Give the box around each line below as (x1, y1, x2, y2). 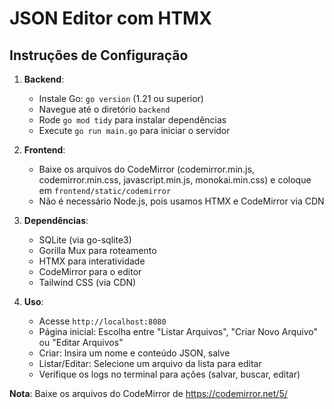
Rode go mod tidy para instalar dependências (38, 114, 227, 126)
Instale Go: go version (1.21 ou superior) (38, 93, 204, 104)
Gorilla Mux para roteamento (38, 245, 157, 256)
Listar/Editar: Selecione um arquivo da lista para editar (38, 358, 262, 369)
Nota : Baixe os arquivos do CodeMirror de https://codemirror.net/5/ (9, 388, 288, 399)
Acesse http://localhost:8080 (38, 315, 167, 327)
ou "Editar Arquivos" (38, 337, 124, 348)
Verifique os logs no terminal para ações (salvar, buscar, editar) (38, 368, 301, 380)
